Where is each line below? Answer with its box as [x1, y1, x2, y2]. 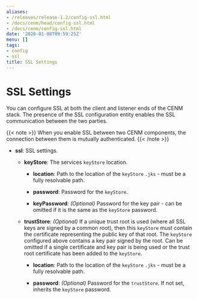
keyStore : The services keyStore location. [23, 159, 128, 166]
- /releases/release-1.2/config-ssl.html [6, 14, 112, 20]
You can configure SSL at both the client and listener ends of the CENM [6, 104, 183, 112]
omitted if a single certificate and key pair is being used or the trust [23, 244, 190, 251]
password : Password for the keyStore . [32, 189, 128, 196]
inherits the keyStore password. [32, 286, 111, 293]
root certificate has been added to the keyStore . [23, 250, 142, 257]
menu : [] [6, 37, 28, 43]
